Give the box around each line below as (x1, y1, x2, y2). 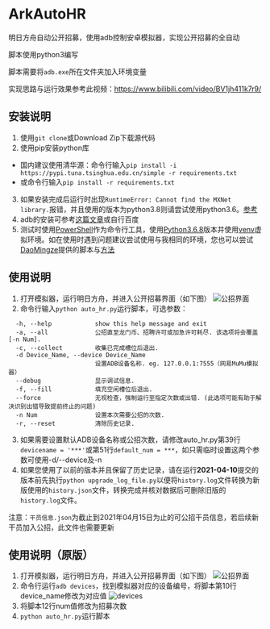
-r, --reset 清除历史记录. (15, 419, 135, 427)
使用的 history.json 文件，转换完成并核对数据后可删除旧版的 (27, 485, 226, 494)
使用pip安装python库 (19, 143, 90, 152)
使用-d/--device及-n (34, 455, 102, 464)
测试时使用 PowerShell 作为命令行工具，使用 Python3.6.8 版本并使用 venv (19, 224, 255, 234)
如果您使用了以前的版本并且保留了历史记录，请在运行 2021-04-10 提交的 (19, 464, 260, 474)
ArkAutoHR (8, 5, 86, 23)
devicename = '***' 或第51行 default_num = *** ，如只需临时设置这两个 (19, 444, 253, 454)
